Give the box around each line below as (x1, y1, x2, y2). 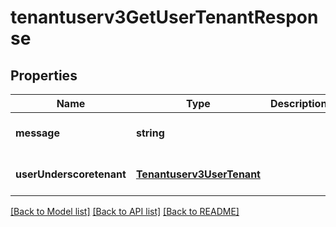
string (135, 126, 165, 140)
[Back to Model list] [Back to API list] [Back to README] (10, 206, 240, 217)
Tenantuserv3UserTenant (135, 167, 261, 181)
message (15, 126, 60, 140)
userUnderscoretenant (15, 167, 127, 181)
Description (269, 97, 328, 110)
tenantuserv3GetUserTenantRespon (10, 6, 319, 29)
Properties (10, 67, 78, 84)
